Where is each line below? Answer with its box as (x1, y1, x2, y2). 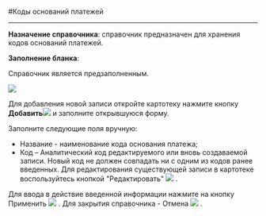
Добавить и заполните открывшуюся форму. (8, 109, 169, 118)
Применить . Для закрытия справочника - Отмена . (8, 199, 203, 208)
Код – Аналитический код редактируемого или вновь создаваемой (19, 148, 248, 157)
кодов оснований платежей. (8, 38, 104, 47)
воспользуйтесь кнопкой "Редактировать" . (19, 174, 178, 183)
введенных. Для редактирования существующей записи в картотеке (19, 164, 255, 174)
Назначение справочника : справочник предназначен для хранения (8, 29, 241, 39)
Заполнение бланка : (8, 53, 80, 63)
